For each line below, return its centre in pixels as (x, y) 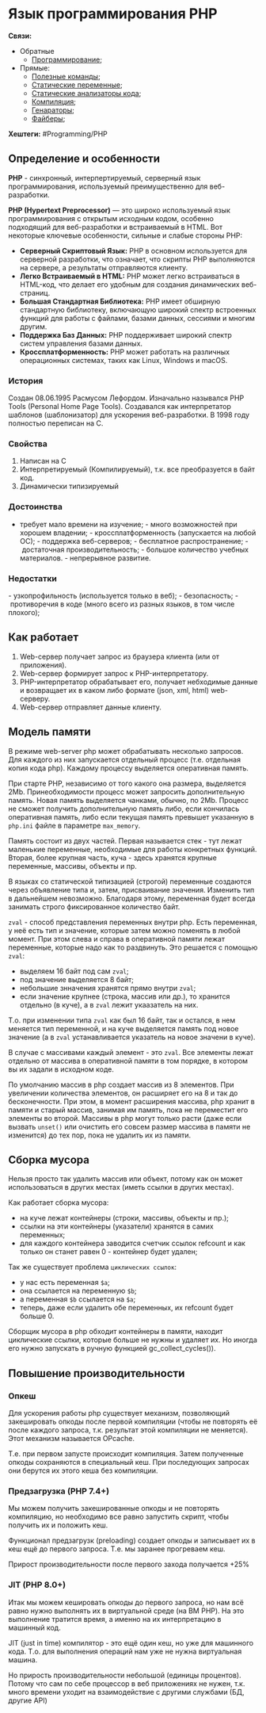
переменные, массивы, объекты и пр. (72, 866)
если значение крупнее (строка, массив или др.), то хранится (125, 996)
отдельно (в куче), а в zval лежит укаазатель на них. (109, 1004)
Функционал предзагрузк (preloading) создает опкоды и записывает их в (132, 1541)
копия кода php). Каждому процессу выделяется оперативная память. (129, 768)
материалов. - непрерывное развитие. (85, 558)
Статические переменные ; (77, 85)
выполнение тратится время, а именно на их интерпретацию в (115, 1619)
